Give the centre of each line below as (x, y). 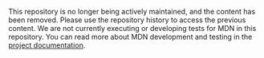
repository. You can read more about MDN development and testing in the (130, 37)
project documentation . (47, 45)
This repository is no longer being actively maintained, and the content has (132, 12)
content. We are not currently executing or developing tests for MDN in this (132, 28)
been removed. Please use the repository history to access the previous (127, 20)
